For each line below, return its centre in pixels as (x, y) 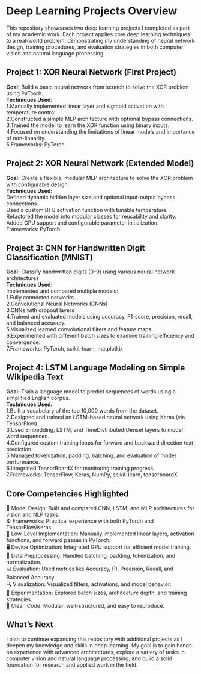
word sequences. (28, 436)
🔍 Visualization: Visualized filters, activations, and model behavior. (89, 584)
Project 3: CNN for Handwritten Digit (76, 248)
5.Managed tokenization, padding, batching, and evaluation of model (91, 455)
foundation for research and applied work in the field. (72, 664)
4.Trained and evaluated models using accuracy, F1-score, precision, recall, (100, 317)
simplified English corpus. (38, 398)
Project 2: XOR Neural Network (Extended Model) (100, 164)
